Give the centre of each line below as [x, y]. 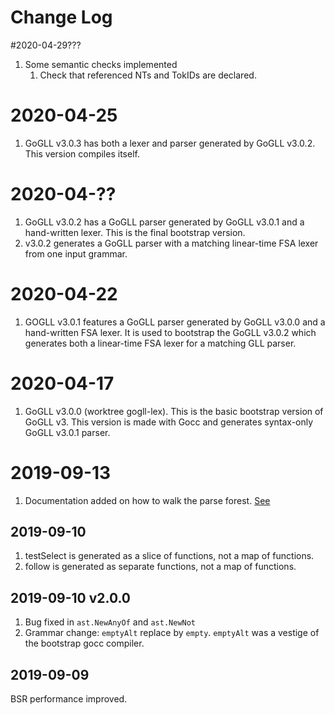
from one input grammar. [76, 253]
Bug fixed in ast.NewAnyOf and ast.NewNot [110, 622]
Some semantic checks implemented [101, 64]
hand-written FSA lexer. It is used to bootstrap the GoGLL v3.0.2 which [170, 332]
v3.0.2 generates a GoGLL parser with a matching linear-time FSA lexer [171, 243]
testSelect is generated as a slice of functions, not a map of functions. [169, 556]
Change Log [61, 17]
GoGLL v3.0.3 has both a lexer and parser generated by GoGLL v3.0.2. [170, 143]
